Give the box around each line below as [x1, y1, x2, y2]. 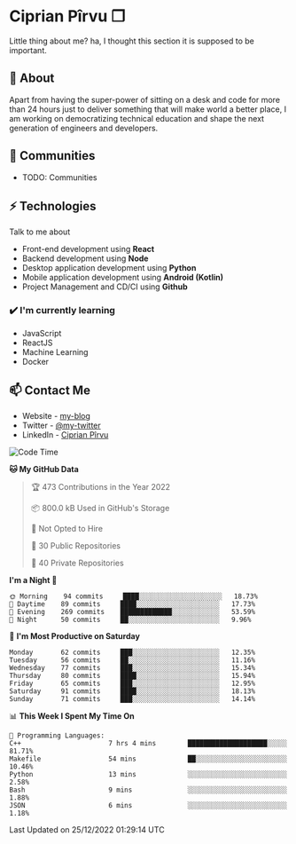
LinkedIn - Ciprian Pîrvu [21, 430, 109, 440]
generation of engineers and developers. [9, 122, 159, 133]
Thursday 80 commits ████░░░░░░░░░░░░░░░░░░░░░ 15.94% [9, 672, 255, 681]
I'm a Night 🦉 [9, 575, 58, 586]
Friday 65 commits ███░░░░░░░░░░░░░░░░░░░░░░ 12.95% [9, 679, 255, 689]
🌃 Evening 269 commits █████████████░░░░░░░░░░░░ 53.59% [9, 608, 255, 617]
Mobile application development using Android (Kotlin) [21, 272, 224, 283]
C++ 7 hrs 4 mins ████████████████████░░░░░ [9, 739, 288, 748]
